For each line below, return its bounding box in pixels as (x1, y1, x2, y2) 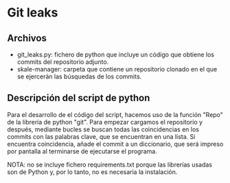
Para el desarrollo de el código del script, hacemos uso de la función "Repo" (7, 110, 223, 118)
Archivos (7, 32, 47, 44)
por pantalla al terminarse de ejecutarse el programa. (7, 147, 158, 155)
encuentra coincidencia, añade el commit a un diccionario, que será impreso (7, 140, 224, 148)
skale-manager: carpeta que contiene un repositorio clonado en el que (16, 65, 218, 73)
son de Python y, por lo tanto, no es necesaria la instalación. (7, 167, 178, 176)
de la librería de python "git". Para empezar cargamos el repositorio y (7, 118, 203, 126)
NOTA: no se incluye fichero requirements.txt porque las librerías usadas (7, 160, 213, 169)
